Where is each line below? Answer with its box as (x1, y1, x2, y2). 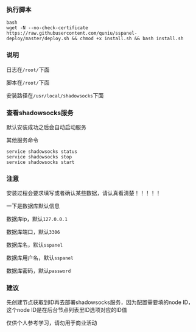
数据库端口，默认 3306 (6, 228, 60, 236)
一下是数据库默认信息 (6, 202, 60, 210)
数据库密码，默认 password (6, 267, 71, 275)
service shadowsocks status (6, 148, 78, 155)
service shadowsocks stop (6, 154, 72, 160)
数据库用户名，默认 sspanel (6, 254, 74, 261)
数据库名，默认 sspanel (6, 241, 63, 249)
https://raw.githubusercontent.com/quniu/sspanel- (6, 30, 138, 37)
